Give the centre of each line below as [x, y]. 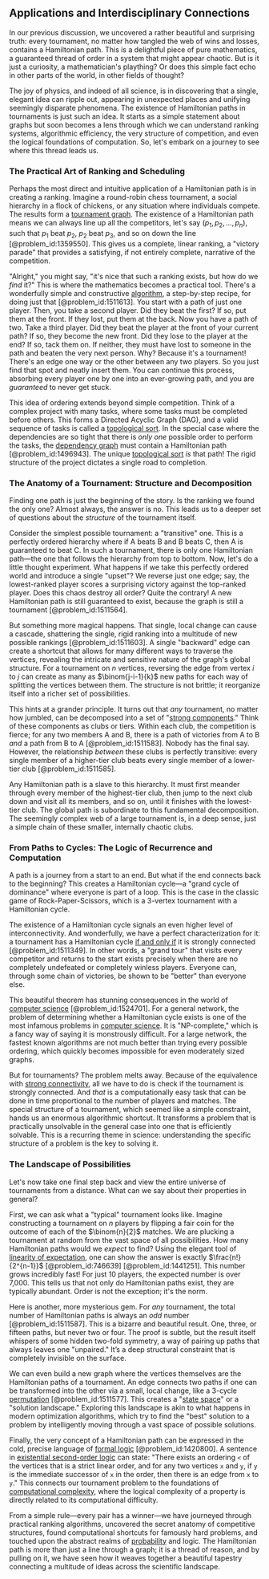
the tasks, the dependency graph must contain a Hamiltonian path [118, 445]
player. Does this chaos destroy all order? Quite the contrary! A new [120, 593]
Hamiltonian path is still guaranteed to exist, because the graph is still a [126, 601]
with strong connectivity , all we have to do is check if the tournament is [126, 1084]
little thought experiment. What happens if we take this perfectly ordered [129, 567]
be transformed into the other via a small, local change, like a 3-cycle [123, 1390]
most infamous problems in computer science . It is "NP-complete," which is [134, 1025]
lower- [244, 760]
